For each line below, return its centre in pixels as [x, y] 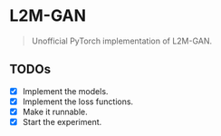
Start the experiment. [62, 121]
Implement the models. [65, 91]
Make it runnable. [55, 112]
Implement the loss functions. [78, 102]
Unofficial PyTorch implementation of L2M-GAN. [122, 41]
